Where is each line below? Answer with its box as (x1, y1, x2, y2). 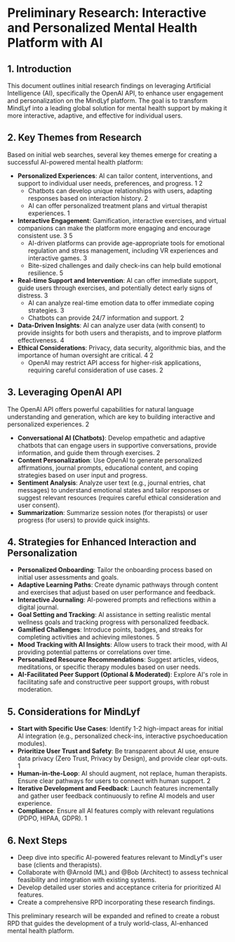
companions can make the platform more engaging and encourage (17, 224, 211, 232)
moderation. (17, 685, 53, 694)
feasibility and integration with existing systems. (17, 876, 156, 884)
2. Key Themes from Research (7, 132, 142, 144)
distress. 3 (17, 291, 48, 300)
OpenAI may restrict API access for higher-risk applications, (27, 358, 201, 367)
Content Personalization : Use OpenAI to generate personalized (17, 456, 202, 464)
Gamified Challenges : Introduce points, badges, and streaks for (17, 625, 203, 634)
